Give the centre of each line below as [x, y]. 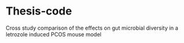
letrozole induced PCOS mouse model [53, 34]
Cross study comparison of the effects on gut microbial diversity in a [92, 28]
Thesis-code [39, 11]
